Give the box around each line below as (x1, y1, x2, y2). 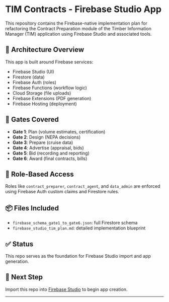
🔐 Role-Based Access (5, 170, 74, 178)
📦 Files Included (5, 204, 59, 212)
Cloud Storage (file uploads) (12, 90, 71, 96)
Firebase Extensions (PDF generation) (12, 95, 92, 101)
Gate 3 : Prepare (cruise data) (12, 139, 73, 145)
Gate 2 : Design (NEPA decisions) (12, 134, 81, 140)
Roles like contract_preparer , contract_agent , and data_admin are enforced (5, 183, 160, 189)
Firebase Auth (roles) (12, 79, 57, 85)
